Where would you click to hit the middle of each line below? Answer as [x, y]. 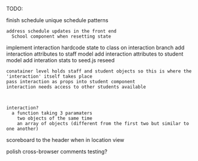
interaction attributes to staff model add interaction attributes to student [95, 54]
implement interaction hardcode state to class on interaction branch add [95, 48]
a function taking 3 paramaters [52, 113]
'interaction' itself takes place [49, 77]
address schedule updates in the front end [61, 31]
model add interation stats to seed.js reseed [61, 60]
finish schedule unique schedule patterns [57, 20]
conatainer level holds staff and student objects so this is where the [99, 71]
